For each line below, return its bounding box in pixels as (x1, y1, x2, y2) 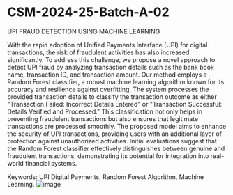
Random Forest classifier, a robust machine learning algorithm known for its (7, 77, 225, 86)
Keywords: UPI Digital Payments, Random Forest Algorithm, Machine (7, 172, 204, 181)
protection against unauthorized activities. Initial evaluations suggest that (7, 136, 218, 145)
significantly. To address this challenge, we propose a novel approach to (7, 55, 216, 63)
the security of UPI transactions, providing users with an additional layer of (7, 130, 222, 138)
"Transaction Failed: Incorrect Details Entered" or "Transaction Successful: (7, 100, 222, 108)
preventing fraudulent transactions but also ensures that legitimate (7, 114, 199, 123)
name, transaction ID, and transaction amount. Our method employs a (7, 70, 207, 79)
